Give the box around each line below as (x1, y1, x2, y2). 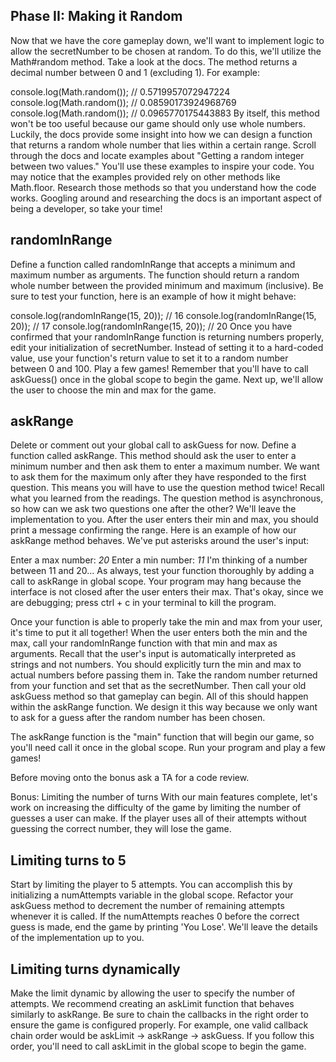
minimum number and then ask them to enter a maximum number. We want (10, 460, 320, 473)
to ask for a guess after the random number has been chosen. (10, 712, 266, 724)
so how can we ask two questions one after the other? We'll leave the (10, 503, 297, 515)
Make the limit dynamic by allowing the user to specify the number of (10, 987, 296, 999)
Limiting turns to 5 (10, 852, 127, 869)
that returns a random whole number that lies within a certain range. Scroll (10, 139, 317, 151)
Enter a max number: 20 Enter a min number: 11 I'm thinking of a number (10, 554, 308, 566)
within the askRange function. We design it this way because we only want (10, 701, 318, 713)
